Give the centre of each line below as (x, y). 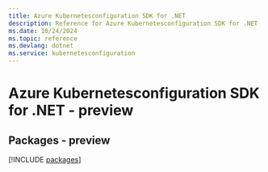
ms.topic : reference (43, 38)
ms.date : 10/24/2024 (43, 31)
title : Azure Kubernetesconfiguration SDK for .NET (97, 16)
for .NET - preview (71, 111)
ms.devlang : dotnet (41, 46)
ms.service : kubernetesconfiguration (72, 53)
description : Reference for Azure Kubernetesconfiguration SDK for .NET (133, 23)
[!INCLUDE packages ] (45, 159)
